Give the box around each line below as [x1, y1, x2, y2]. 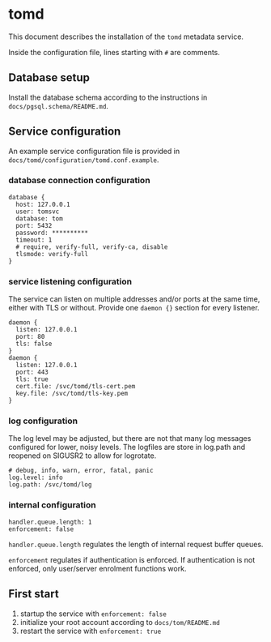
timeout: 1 [15, 236, 53, 244]
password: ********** [15, 229, 89, 237]
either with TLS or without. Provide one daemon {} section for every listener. [8, 303, 260, 313]
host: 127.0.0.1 [15, 200, 70, 208]
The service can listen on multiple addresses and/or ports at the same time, [8, 294, 260, 304]
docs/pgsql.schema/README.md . [8, 101, 109, 110]
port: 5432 [15, 221, 53, 229]
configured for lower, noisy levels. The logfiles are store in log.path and [8, 443, 246, 452]
